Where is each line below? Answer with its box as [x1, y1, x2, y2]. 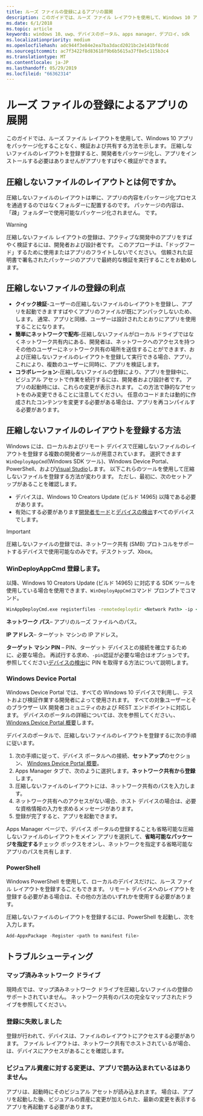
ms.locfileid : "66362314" [6, 71, 71, 77]
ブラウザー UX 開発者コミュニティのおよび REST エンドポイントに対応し [11, 704, 192, 711]
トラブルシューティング [6, 951, 94, 961]
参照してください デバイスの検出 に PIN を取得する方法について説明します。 [6, 659, 192, 666]
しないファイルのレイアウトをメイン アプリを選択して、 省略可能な [6, 833, 172, 840]
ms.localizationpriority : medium [6, 37, 91, 43]
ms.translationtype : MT [6, 54, 66, 60]
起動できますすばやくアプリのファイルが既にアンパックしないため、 [25, 307, 195, 315]
